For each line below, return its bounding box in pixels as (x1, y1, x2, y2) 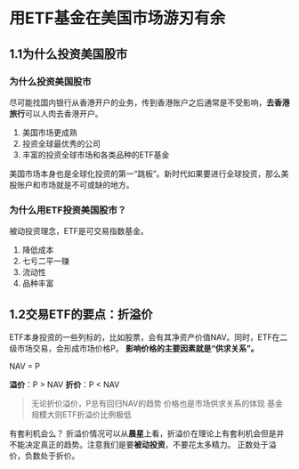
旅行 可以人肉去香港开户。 (9, 108, 103, 118)
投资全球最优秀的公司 (21, 138, 101, 149)
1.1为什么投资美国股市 (9, 46, 128, 61)
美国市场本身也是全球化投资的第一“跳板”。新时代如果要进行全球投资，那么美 (9, 168, 289, 179)
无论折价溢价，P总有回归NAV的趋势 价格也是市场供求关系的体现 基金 (30, 398, 283, 408)
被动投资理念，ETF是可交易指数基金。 (9, 226, 149, 237)
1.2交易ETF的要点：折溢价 (9, 306, 153, 321)
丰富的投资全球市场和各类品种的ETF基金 (21, 149, 170, 160)
